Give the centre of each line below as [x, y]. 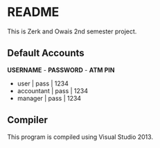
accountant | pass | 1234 [53, 90]
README [33, 12]
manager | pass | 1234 [49, 98]
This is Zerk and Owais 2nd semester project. [72, 31]
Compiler [28, 120]
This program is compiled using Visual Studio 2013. [80, 137]
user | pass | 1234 [43, 83]
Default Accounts [46, 53]
